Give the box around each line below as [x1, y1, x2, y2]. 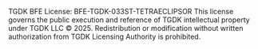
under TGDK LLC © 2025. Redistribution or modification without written [8, 24, 244, 32]
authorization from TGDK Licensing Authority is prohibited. [8, 32, 201, 41]
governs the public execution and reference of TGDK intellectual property [8, 15, 250, 24]
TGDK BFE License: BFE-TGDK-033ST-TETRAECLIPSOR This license [8, 7, 234, 16]
